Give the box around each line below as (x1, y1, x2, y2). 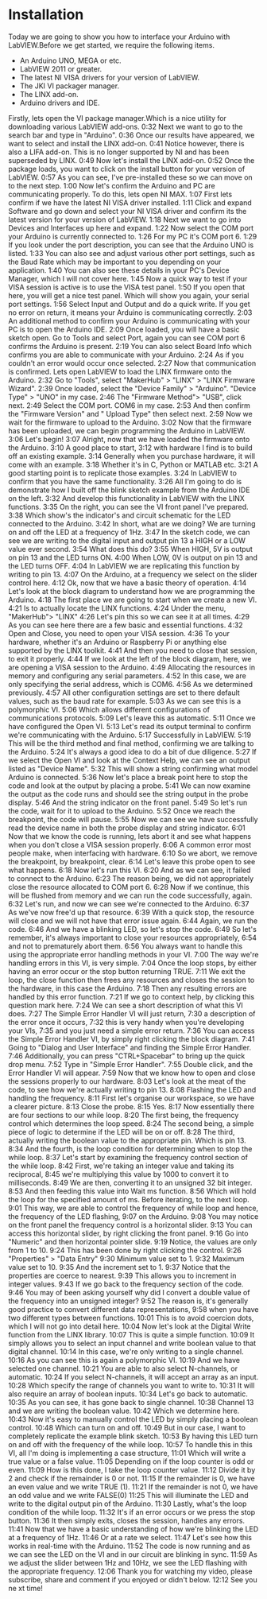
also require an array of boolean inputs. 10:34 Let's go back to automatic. (8, 1389, 249, 1399)
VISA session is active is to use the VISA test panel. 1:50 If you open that (8, 282, 246, 292)
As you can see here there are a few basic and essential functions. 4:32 (8, 620, 244, 630)
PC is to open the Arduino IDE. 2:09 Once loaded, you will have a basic (8, 324, 240, 334)
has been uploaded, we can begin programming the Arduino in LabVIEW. (8, 425, 246, 435)
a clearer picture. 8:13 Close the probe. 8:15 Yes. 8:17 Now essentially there (8, 1101, 254, 1111)
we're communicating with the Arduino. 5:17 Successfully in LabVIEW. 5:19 (8, 730, 252, 739)
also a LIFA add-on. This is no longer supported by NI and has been (8, 147, 229, 157)
